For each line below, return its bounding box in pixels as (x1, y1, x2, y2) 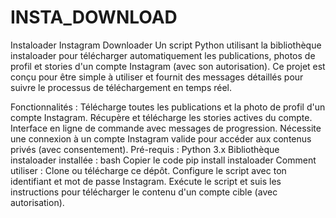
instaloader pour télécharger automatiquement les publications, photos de (10, 49, 316, 61)
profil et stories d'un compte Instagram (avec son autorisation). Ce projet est (10, 60, 326, 72)
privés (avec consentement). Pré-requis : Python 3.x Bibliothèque (10, 143, 280, 155)
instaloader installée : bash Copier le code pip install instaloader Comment (10, 154, 317, 166)
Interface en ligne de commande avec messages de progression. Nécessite (10, 122, 322, 134)
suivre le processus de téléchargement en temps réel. (10, 81, 232, 93)
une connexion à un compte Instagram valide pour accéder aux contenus (10, 132, 312, 145)
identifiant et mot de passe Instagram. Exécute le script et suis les (10, 175, 282, 187)
